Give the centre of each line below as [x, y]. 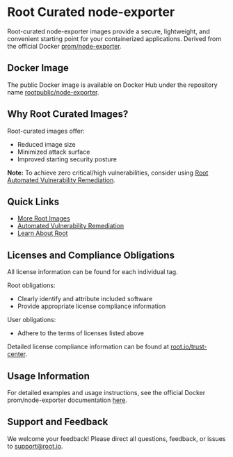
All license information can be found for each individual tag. [93, 272]
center [16, 354]
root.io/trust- [188, 347]
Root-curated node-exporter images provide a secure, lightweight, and [109, 31]
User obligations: [32, 320]
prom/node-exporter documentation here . [67, 400]
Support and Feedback [58, 422]
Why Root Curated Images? [68, 114]
